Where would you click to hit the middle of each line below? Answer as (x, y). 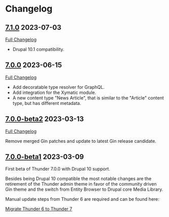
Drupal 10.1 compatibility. (38, 49)
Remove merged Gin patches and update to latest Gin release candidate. (81, 141)
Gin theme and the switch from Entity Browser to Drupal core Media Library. (84, 189)
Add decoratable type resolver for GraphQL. (58, 87)
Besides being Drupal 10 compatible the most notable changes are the (78, 179)
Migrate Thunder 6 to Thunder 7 (39, 209)
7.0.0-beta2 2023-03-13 (45, 119)
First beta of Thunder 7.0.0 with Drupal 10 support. (58, 169)
